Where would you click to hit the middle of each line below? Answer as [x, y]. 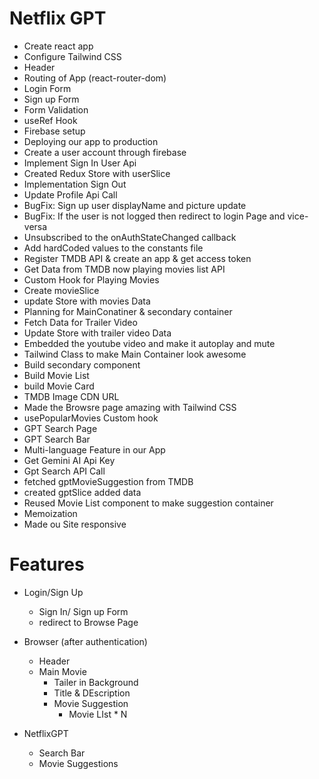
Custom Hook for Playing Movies [91, 279]
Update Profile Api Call [70, 194]
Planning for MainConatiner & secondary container [128, 311]
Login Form [47, 88]
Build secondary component [82, 364]
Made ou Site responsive [75, 524]
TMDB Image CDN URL [71, 396]
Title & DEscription [92, 693]
